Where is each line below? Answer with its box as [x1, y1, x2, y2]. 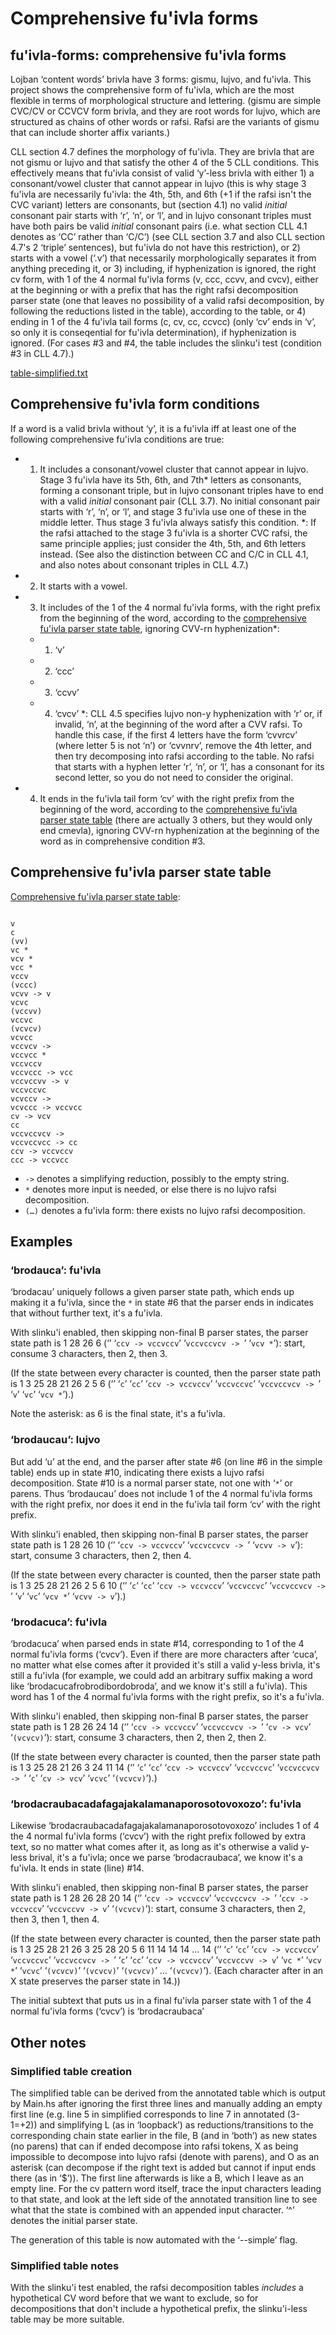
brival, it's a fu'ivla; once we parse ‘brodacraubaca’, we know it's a [29, 1852, 303, 1864]
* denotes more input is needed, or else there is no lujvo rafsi [24, 1183, 277, 1195]
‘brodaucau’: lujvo [10, 1433, 101, 1447]
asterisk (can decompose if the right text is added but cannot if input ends [10, 2161, 317, 2173]
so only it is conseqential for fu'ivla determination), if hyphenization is [10, 327, 297, 338]
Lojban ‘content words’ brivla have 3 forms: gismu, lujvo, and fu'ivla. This [10, 73, 312, 85]
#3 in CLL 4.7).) [10, 348, 75, 359]
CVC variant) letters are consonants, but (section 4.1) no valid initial [10, 199, 288, 211]
